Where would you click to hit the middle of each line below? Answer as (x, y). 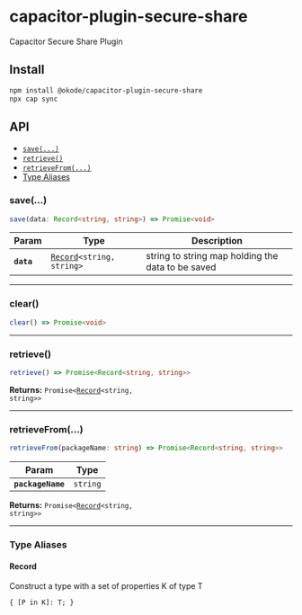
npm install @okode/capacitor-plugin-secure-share (106, 90)
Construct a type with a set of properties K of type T (107, 586)
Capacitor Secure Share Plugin (66, 41)
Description (217, 241)
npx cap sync (34, 99)
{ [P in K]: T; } (42, 603)
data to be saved (181, 267)
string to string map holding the (212, 256)
